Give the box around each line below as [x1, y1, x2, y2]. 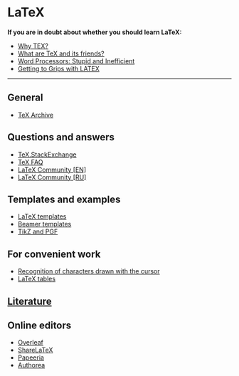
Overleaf [17, 338, 44, 347]
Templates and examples [7, 193, 121, 205]
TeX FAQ [17, 157, 43, 166]
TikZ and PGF [17, 227, 58, 236]
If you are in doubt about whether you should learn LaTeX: [7, 28, 182, 36]
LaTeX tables [17, 275, 55, 283]
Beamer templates [17, 220, 72, 229]
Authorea [17, 361, 46, 370]
